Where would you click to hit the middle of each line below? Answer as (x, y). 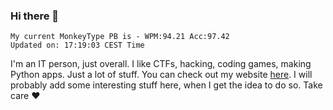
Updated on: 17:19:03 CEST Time (77, 45)
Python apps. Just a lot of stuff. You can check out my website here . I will (161, 75)
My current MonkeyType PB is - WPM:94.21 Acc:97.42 (120, 37)
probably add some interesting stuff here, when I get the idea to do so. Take (166, 85)
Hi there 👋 (35, 16)
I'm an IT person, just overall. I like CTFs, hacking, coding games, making (161, 64)
